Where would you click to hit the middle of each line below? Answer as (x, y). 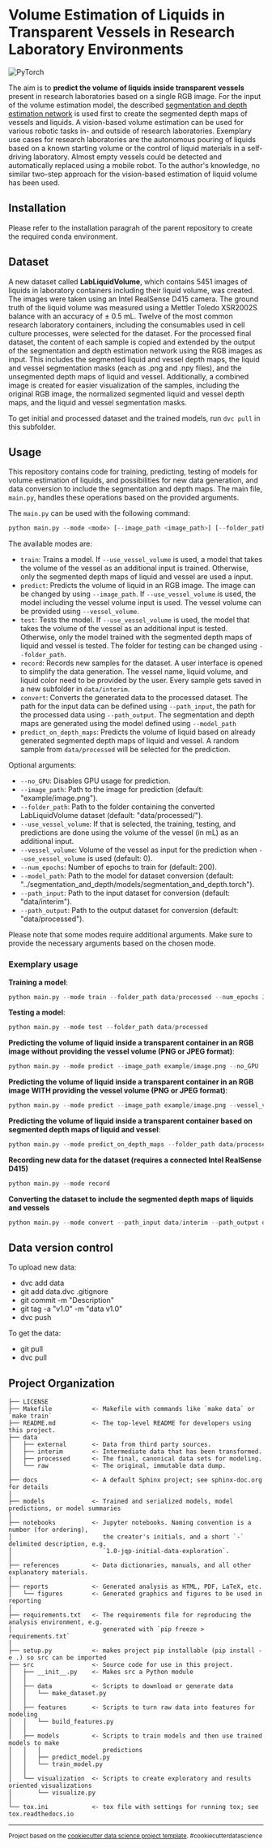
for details (28, 1487)
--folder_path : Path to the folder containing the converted (117, 807)
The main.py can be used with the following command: (99, 513)
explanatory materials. (49, 1573)
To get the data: (35, 1333)
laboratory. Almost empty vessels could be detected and (128, 157)
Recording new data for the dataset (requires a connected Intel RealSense (135, 1160)
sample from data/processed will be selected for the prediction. (125, 750)
